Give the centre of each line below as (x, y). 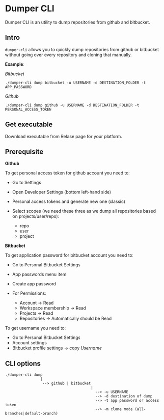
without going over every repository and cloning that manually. (68, 55)
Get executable (29, 125)
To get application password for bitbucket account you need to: (69, 255)
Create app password (34, 284)
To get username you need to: (36, 328)
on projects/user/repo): (36, 216)
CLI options (23, 363)
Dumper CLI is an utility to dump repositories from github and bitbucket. (78, 22)
